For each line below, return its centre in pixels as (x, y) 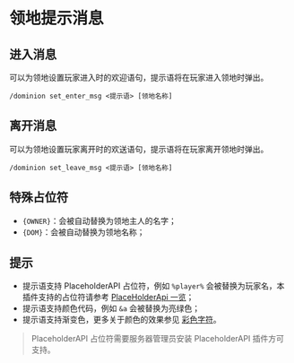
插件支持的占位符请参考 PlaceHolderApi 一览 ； (108, 298)
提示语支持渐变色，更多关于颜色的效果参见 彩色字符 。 (121, 320)
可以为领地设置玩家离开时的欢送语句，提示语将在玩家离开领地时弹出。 (139, 149)
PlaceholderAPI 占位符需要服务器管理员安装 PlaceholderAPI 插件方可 (158, 339)
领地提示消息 (57, 18)
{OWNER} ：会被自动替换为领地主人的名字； (99, 220)
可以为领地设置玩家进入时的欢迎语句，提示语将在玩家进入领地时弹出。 (139, 78)
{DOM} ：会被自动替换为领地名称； (83, 232)
